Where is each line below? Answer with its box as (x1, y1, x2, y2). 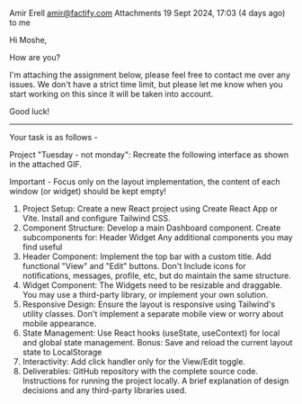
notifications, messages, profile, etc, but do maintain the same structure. (22, 270, 292, 281)
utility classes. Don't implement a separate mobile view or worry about (22, 309, 284, 319)
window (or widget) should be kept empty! (9, 186, 166, 196)
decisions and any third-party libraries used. (22, 385, 187, 395)
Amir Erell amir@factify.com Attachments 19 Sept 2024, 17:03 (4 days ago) (9, 8, 286, 18)
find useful (22, 242, 63, 252)
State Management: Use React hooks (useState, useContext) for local (22, 328, 280, 338)
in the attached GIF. (9, 159, 83, 169)
